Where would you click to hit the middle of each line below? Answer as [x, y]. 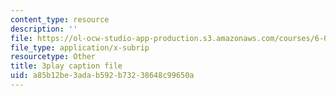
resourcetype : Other [53, 57]
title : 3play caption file [66, 66]
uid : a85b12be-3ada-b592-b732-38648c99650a [102, 76]
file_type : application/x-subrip [80, 47]
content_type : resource [60, 19]
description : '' [44, 29]
